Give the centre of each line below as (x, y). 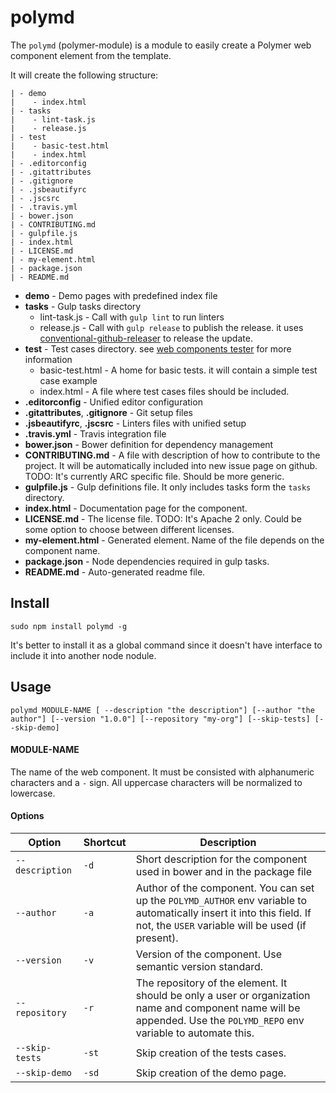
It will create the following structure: (84, 75)
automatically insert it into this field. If (223, 913)
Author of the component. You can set (225, 888)
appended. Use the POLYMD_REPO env (220, 1020)
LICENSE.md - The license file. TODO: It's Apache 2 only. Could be (163, 518)
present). (157, 938)
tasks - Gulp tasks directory (83, 306)
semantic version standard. (199, 966)
